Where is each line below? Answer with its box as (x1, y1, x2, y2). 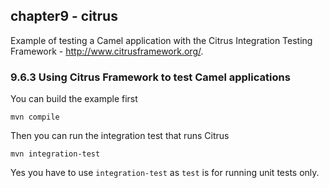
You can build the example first (10, 93, 138, 105)
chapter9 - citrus (10, 8, 118, 25)
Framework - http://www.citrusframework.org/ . (10, 45, 204, 57)
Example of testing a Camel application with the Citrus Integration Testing (10, 34, 313, 46)
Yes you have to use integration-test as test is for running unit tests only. (10, 167, 320, 179)
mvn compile (10, 112, 60, 123)
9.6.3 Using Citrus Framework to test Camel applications (10, 70, 291, 84)
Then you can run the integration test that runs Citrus (10, 130, 230, 142)
